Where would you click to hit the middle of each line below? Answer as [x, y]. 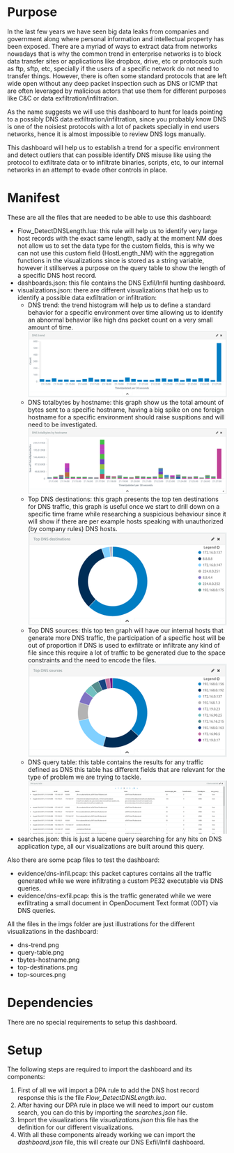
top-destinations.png [47, 967]
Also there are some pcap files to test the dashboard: [84, 860]
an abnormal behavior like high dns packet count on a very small [120, 320]
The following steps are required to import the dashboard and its [100, 1069]
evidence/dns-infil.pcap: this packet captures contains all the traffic [115, 873]
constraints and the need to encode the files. [92, 660]
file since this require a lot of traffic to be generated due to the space [127, 653]
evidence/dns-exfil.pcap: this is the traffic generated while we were [114, 895]
